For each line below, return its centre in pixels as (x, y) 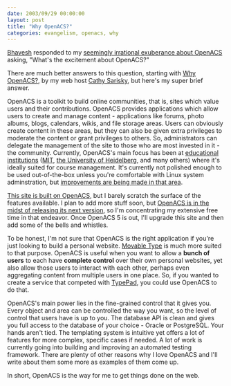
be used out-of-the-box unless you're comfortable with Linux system (105, 175)
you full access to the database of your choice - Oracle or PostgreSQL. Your (116, 325)
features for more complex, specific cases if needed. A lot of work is (105, 340)
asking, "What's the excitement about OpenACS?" (78, 60)
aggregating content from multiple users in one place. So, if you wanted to (113, 275)
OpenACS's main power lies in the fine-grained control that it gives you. (109, 303)
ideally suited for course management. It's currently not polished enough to (115, 167)
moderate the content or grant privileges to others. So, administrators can (112, 138)
